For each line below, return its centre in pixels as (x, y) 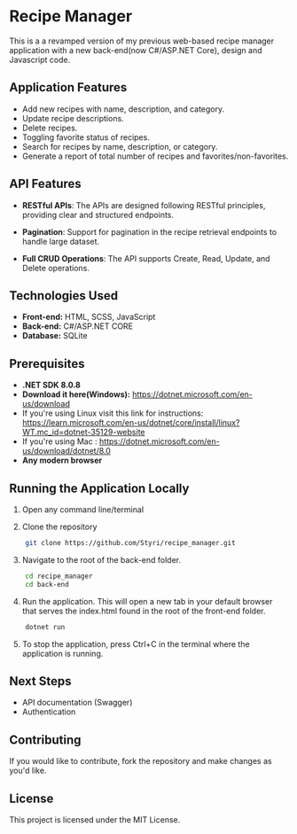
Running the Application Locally (99, 488)
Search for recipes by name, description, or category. (120, 146)
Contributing (45, 740)
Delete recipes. (50, 128)
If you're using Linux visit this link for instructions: (113, 413)
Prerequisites (47, 364)
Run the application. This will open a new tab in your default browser (147, 601)
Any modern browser (62, 460)
